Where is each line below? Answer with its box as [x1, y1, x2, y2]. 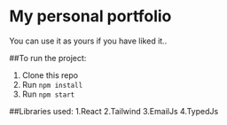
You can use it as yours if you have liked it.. [9, 35, 168, 46]
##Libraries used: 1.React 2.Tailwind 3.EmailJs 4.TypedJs [9, 105, 219, 116]
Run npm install [21, 79, 83, 90]
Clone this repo [21, 69, 78, 81]
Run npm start [21, 89, 75, 99]
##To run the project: [9, 52, 87, 63]
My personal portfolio [9, 6, 172, 27]
